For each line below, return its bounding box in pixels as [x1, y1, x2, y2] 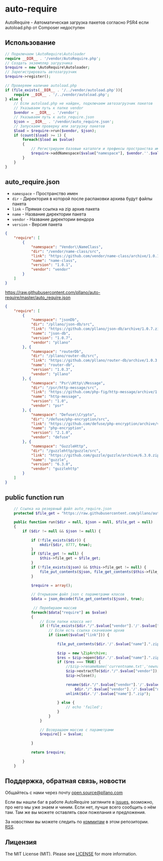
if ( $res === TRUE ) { [57, 660, 101, 664]
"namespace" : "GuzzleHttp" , [31, 444, 88, 448]
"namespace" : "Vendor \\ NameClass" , [31, 244, 103, 249]
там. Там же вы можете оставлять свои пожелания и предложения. [5, 810, 146, 815]
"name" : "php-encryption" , [31, 426, 86, 430]
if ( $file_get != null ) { [31, 551, 83, 556]
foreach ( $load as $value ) [22, 137, 75, 142]
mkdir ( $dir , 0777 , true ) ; [39, 542, 92, 547]
